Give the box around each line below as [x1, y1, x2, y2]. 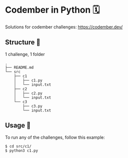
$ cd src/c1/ [5, 144, 32, 149]
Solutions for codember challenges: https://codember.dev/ [5, 24, 123, 30]
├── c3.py [22, 104, 43, 108]
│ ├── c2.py [14, 91, 43, 96]
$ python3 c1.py [5, 148, 38, 153]
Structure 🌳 [5, 38, 41, 47]
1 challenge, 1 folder [5, 51, 45, 57]
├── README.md [5, 65, 34, 70]
